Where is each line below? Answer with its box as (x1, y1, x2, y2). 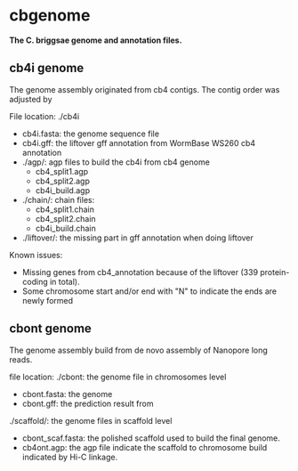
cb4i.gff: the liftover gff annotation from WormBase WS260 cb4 (21, 137, 256, 148)
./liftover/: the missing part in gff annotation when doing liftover (21, 232, 254, 243)
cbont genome (9, 321, 92, 337)
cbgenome (9, 5, 91, 26)
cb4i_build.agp (35, 184, 91, 196)
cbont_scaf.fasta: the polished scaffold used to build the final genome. (21, 433, 280, 443)
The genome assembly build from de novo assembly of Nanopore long (9, 345, 269, 355)
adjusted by (9, 93, 52, 104)
